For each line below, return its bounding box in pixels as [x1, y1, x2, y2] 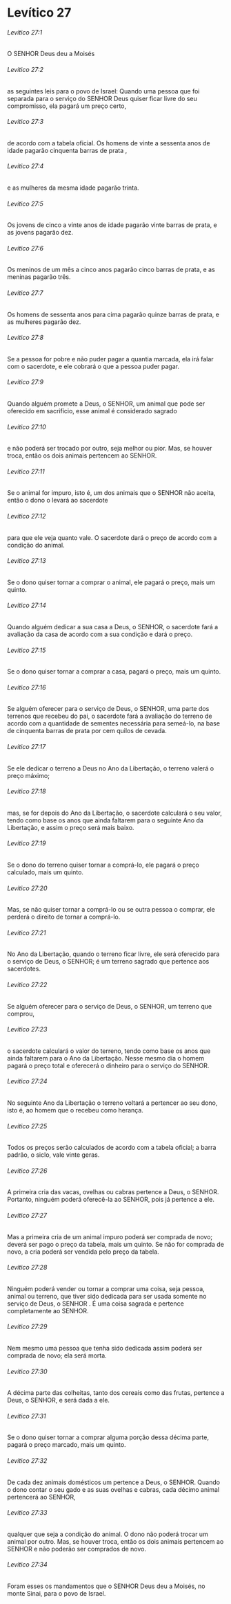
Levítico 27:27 [7, 1211, 47, 1220]
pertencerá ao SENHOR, [7, 1493, 76, 1501]
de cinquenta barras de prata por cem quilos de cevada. [7, 727, 167, 735]
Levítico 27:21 [7, 928, 46, 937]
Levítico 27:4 [7, 162, 44, 170]
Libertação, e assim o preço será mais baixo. [7, 823, 134, 831]
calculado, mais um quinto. [7, 868, 84, 876]
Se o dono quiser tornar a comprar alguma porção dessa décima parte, [7, 1433, 209, 1441]
